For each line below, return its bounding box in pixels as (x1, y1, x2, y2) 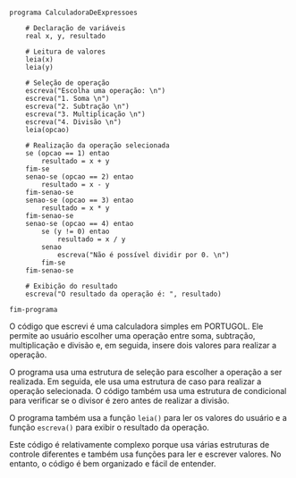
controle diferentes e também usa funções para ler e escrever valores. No (9, 449, 282, 459)
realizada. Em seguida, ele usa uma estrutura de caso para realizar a (9, 376, 262, 387)
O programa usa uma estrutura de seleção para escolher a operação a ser (9, 367, 283, 377)
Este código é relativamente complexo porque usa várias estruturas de (9, 440, 270, 449)
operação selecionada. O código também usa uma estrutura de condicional (9, 386, 287, 396)
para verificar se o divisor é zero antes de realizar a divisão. (9, 395, 230, 406)
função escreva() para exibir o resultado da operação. (9, 422, 210, 432)
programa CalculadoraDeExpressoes (9, 8, 139, 17)
